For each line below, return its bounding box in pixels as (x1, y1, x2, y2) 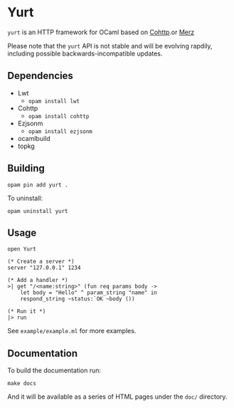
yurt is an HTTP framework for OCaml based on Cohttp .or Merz (7, 28, 195, 36)
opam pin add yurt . (7, 181, 69, 189)
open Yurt (7, 246, 37, 253)
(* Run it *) (7, 308, 46, 315)
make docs (7, 380, 37, 387)
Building (7, 162, 45, 174)
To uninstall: (7, 194, 43, 202)
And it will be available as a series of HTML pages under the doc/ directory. (7, 392, 228, 401)
